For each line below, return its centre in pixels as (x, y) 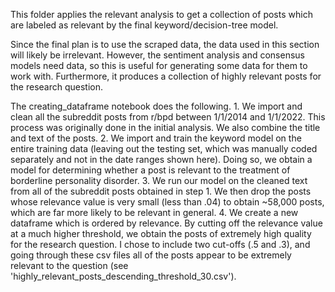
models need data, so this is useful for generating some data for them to (159, 65)
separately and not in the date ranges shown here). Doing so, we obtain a (161, 159)
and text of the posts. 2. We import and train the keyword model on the (156, 138)
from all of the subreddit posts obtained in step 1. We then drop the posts (161, 191)
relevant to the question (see (69, 265)
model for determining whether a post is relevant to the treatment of (150, 170)
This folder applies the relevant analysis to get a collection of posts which (161, 14)
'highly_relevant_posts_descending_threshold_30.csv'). (123, 276)
